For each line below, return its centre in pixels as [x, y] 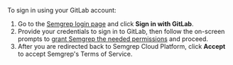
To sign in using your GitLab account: [62, 10]
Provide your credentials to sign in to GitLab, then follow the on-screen [121, 31]
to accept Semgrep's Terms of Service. [75, 54]
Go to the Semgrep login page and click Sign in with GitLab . [105, 24]
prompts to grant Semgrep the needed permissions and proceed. [113, 39]
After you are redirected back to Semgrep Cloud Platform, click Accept [121, 46]
